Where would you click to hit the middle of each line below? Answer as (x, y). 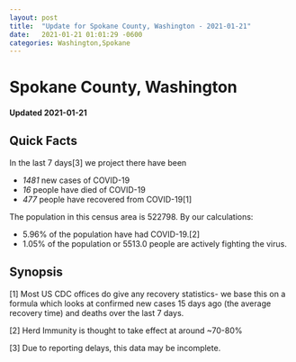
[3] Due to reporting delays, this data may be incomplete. (115, 348)
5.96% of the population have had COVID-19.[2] (111, 234)
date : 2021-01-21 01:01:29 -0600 (76, 34)
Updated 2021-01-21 (48, 113)
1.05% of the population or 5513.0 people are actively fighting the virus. (155, 243)
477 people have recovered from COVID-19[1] (107, 199)
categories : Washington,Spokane (70, 43)
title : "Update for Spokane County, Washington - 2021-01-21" (130, 26)
